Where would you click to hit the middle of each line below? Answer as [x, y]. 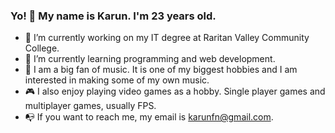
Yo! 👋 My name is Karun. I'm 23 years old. [113, 16]
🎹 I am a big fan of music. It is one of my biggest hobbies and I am [161, 70]
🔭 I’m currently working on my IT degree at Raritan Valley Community [167, 38]
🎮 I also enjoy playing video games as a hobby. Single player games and [175, 91]
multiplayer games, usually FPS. [90, 106]
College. [42, 48]
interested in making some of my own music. [117, 80]
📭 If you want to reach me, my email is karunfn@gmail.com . [149, 117]
